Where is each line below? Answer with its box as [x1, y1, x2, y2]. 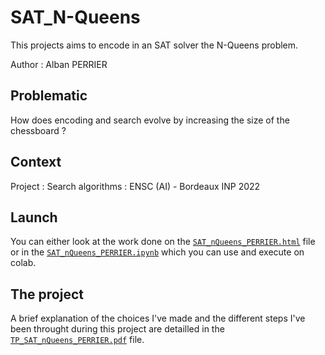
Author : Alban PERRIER [10, 58, 108, 70]
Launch [10, 209, 58, 226]
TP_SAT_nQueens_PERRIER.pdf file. [10, 334, 145, 346]
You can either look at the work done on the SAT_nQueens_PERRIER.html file [10, 236, 316, 248]
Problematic [10, 87, 88, 105]
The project [10, 286, 84, 303]
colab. [10, 257, 37, 269]
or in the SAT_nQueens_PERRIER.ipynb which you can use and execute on [10, 246, 305, 258]
